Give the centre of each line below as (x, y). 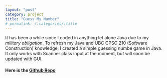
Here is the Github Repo (31, 70)
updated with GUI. (24, 59)
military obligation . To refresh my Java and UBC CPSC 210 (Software (76, 43)
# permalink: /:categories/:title (41, 24)
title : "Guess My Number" (32, 19)
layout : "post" (21, 10)
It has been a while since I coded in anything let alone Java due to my (77, 38)
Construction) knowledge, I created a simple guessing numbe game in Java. (84, 48)
